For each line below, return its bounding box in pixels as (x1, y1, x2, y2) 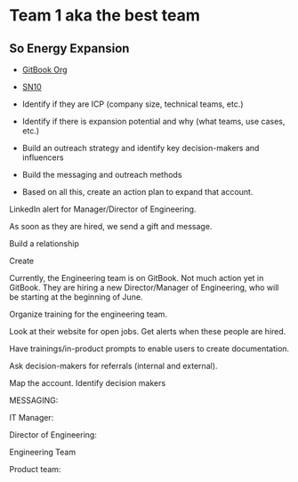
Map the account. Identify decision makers (9, 378, 166, 388)
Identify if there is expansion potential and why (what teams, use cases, (21, 116, 286, 126)
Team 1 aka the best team (9, 5, 200, 26)
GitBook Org (21, 64, 68, 75)
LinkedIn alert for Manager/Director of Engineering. (9, 204, 197, 214)
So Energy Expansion (9, 41, 130, 56)
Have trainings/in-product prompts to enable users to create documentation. (9, 343, 290, 354)
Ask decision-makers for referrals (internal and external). (9, 361, 218, 371)
